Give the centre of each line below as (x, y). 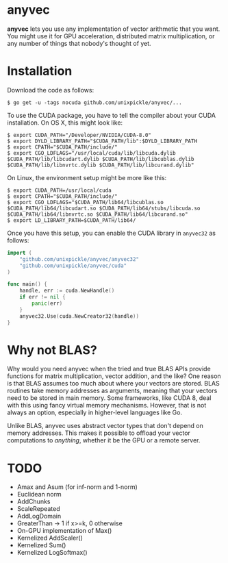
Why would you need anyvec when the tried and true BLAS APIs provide (109, 369)
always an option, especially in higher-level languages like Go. (95, 412)
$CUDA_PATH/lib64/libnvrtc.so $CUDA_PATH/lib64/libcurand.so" (98, 214)
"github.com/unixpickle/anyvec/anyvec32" (79, 259)
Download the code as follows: (51, 90)
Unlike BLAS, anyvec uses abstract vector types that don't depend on (105, 426)
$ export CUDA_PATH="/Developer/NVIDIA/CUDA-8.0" (79, 135)
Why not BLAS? (52, 350)
